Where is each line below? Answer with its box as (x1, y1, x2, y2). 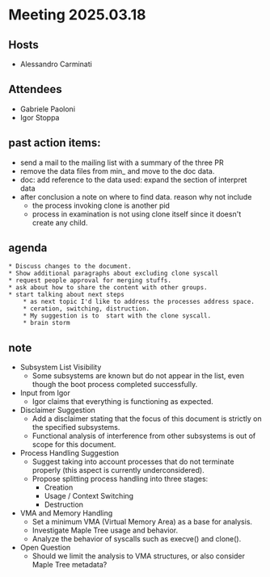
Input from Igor (19, 388, 71, 398)
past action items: (8, 136, 101, 150)
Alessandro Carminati (19, 59, 93, 69)
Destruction (44, 499, 83, 510)
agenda (8, 241, 48, 255)
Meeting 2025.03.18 (8, 6, 146, 24)
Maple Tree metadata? (32, 560, 108, 570)
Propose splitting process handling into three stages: (32, 474, 209, 484)
